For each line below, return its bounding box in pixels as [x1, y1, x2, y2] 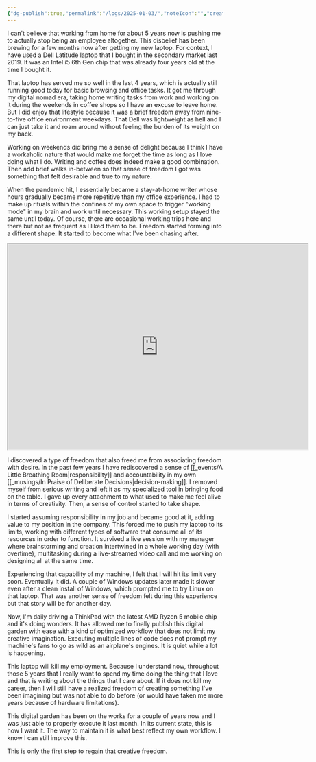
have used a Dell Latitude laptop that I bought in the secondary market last [7, 51, 218, 59]
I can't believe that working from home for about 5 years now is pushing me [7, 29, 221, 37]
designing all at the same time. [7, 556, 94, 564]
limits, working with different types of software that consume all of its [7, 527, 203, 536]
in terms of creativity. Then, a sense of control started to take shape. [7, 499, 201, 508]
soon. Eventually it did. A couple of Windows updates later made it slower [7, 577, 215, 585]
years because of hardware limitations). [7, 698, 119, 706]
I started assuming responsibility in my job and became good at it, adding [7, 512, 215, 521]
